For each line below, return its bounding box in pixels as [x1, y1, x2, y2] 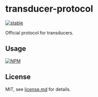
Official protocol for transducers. [5, 29, 74, 36]
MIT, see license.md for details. [5, 86, 71, 92]
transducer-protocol [5, 3, 93, 15]
